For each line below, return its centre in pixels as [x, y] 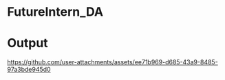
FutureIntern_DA [55, 12]
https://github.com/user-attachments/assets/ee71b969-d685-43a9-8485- [112, 62]
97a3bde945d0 [29, 70]
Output [28, 43]
